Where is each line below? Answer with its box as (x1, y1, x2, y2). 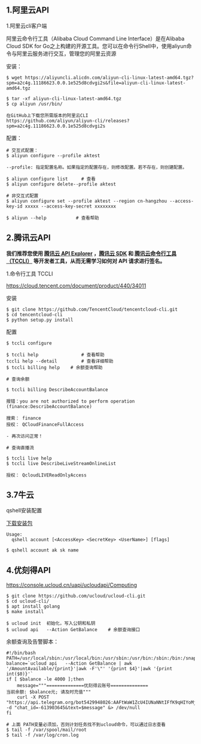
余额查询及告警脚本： (6, 638, 59, 646)
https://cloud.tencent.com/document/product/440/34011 (6, 282, 147, 289)
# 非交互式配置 (6, 193, 39, 199)
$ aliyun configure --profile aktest (6, 152, 100, 158)
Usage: (6, 532, 23, 538)
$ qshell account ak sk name (6, 547, 79, 553)
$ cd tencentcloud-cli (6, 311, 63, 317)
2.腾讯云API (6, 233, 51, 243)
